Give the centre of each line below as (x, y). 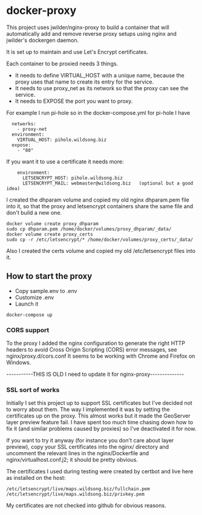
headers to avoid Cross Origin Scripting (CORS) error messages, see (92, 350)
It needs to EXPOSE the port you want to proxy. (74, 101)
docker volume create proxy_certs (50, 234)
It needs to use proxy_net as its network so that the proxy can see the (102, 88)
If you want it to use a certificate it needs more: (65, 162)
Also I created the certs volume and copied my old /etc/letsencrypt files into (101, 251)
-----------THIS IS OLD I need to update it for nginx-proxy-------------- (95, 374)
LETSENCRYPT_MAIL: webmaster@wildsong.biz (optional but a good (108, 183)
